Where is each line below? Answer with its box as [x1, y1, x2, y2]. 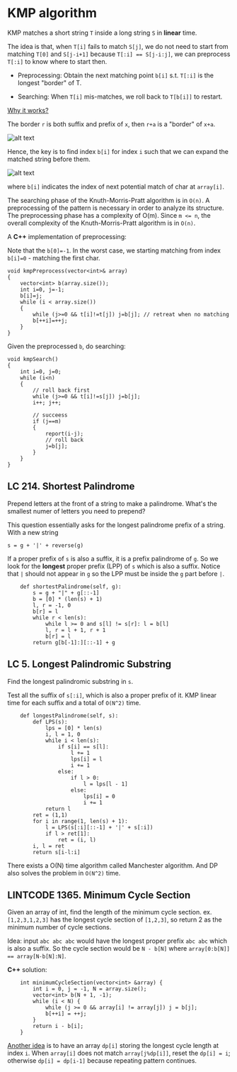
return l [45, 805, 71, 812]
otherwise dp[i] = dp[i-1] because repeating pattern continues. [7, 1056, 197, 1065]
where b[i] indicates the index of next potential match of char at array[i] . [7, 182, 225, 191]
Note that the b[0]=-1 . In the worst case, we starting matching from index [7, 246, 221, 255]
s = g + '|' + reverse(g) [7, 541, 83, 549]
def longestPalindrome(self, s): [20, 712, 119, 719]
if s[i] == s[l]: [57, 743, 110, 750]
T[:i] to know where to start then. [7, 57, 108, 65]
